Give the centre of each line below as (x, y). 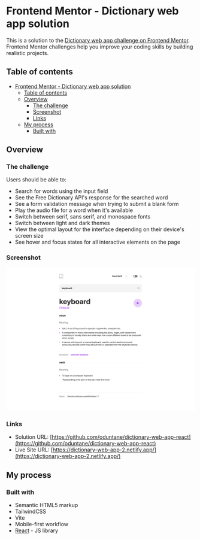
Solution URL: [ (33, 437)
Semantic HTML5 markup (46, 505)
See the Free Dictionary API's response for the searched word (91, 198)
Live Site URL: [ (34, 450)
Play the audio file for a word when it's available (74, 210)
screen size (29, 236)
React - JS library (37, 530)
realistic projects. (28, 53)
